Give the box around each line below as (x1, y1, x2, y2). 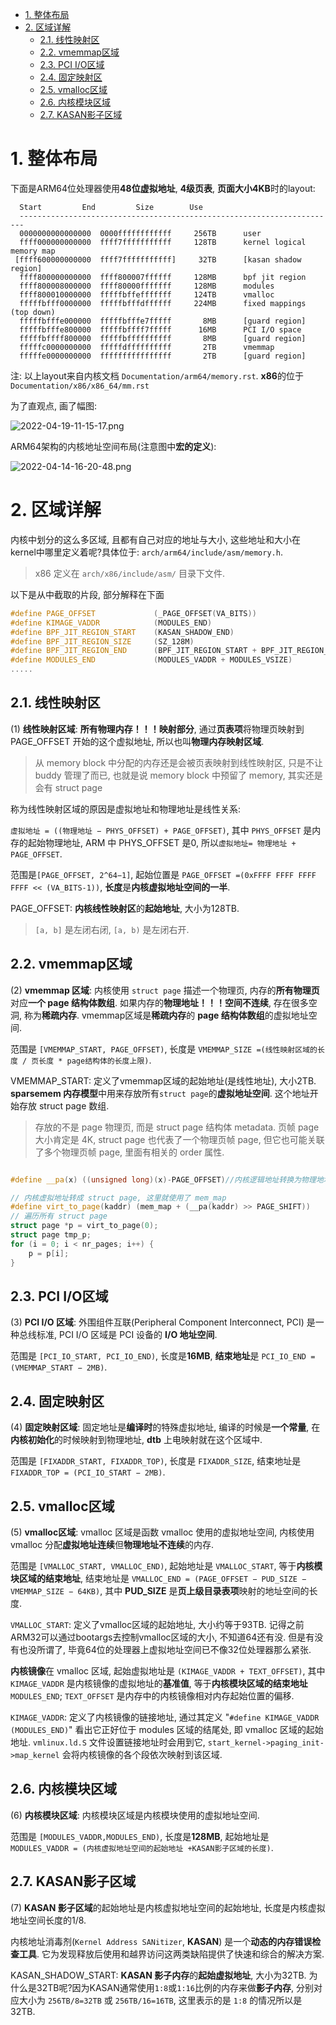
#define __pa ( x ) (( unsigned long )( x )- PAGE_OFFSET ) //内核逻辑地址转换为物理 (10, 1174, 317, 1185)
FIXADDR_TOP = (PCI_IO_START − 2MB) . (10, 1466, 166, 1478)
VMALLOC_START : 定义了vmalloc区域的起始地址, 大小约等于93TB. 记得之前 (10, 1618, 305, 1630)
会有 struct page (34, 781, 103, 793)
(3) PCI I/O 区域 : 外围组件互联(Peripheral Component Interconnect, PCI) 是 (10, 1316, 316, 1328)
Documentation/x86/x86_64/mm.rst (10, 381, 150, 391)
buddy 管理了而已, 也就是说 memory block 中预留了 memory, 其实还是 (34, 769, 323, 781)
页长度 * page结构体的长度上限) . (31, 1054, 152, 1066)
